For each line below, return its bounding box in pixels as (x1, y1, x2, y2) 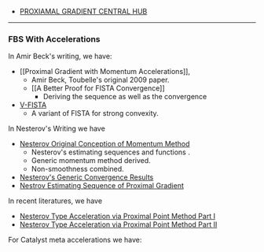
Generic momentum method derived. (31, 156, 151, 165)
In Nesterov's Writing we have (8, 124, 106, 133)
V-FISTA (19, 100, 47, 109)
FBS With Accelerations (8, 33, 101, 44)
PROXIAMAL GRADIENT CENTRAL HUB (19, 7, 148, 16)
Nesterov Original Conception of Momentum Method (19, 139, 190, 149)
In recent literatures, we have (8, 196, 103, 206)
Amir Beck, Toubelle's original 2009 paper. (31, 75, 170, 85)
